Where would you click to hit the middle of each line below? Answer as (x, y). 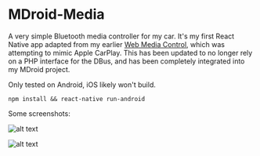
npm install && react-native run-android (77, 99)
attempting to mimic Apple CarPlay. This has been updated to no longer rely (130, 53)
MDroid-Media (56, 15)
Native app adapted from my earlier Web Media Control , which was (117, 44)
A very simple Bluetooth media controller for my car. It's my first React (121, 36)
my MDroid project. (39, 69)
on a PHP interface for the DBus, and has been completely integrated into (126, 61)
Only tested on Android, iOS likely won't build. (82, 85)
